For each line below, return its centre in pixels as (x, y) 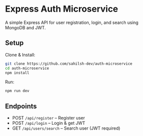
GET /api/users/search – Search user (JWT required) (66, 128)
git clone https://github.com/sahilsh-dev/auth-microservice (69, 64)
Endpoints (21, 106)
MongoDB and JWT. (25, 27)
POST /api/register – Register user (48, 118)
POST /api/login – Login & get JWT (49, 123)
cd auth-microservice (27, 68)
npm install (17, 73)
